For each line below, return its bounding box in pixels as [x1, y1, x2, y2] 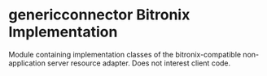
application [8, 58, 46, 68]
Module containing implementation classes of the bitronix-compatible [8, 49, 242, 59]
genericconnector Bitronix [8, 6, 190, 24]
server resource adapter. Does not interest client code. [47, 58, 231, 68]
